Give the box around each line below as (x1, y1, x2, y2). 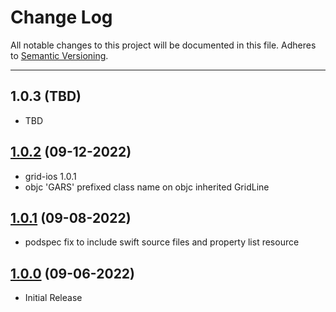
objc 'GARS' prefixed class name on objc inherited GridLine (24, 181, 270, 193)
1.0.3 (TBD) (10, 88, 82, 105)
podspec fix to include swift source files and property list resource (24, 236, 300, 248)
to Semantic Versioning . (10, 49, 109, 61)
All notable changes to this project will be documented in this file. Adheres (10, 39, 317, 51)
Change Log (10, 6, 113, 29)
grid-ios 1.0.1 (24, 170, 77, 182)
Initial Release (24, 292, 83, 304)
